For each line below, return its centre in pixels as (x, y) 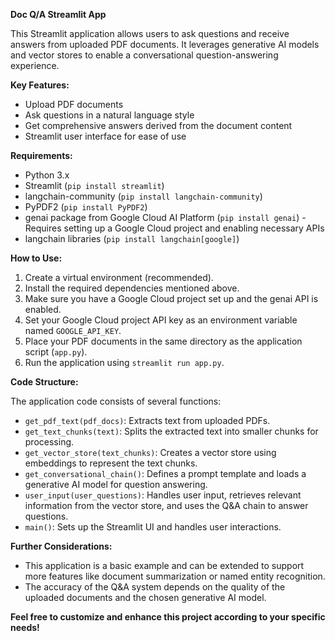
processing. (49, 442)
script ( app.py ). (56, 352)
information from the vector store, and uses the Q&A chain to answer (166, 505)
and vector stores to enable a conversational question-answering (144, 55)
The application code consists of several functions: (116, 401)
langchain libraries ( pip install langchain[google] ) (132, 238)
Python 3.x (47, 175)
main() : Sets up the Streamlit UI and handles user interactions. (153, 527)
